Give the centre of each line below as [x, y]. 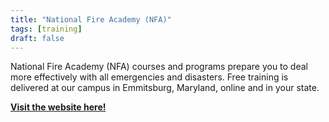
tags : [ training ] [46, 29]
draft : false [37, 38]
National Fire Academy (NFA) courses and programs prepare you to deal [159, 67]
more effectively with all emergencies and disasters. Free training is [149, 77]
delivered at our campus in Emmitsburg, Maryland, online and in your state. [165, 88]
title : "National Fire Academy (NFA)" [91, 19]
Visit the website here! [58, 107]
